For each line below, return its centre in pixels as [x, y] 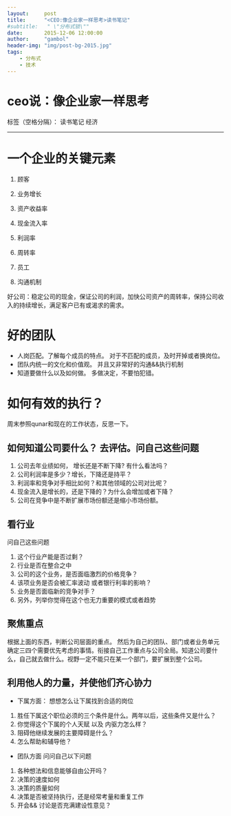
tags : [15, 52]
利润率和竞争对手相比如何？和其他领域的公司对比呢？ [92, 483]
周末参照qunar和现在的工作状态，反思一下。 [70, 424]
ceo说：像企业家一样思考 [78, 101]
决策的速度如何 [38, 779]
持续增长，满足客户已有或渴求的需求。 [73, 305]
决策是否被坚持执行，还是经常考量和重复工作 [80, 796]
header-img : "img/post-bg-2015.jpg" [59, 46]
